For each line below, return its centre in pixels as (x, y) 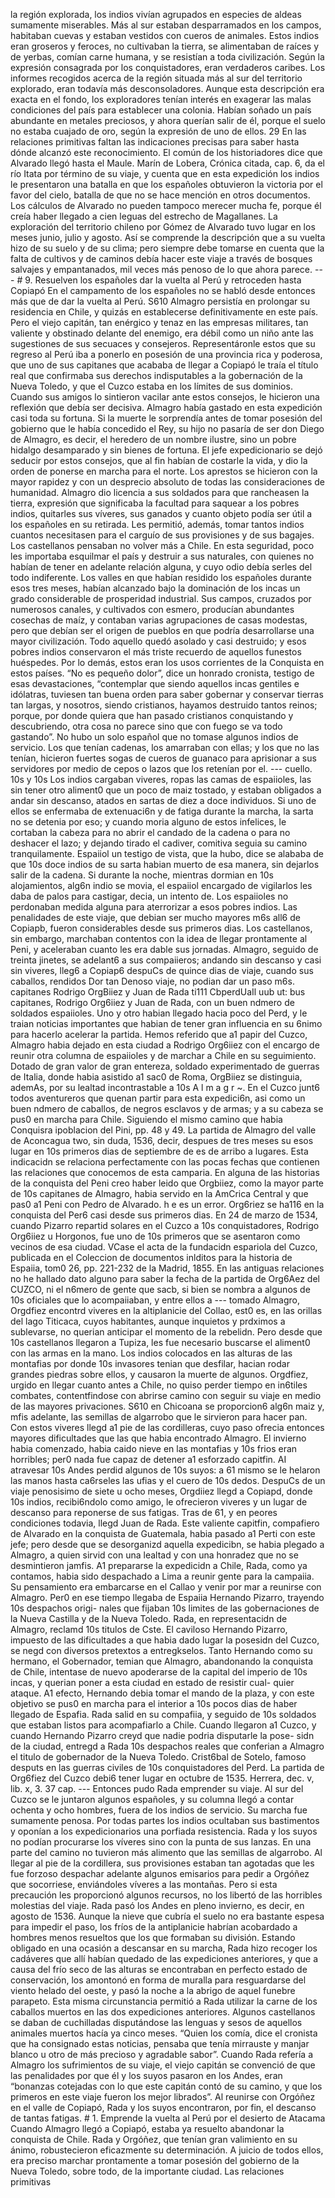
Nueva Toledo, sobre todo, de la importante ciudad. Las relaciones (147, 2171)
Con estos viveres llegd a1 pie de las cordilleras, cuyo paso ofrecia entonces (167, 1427)
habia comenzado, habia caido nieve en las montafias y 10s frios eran (154, 1448)
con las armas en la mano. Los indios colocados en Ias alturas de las (151, 1353)
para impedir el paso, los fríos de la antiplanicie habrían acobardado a (154, 1927)
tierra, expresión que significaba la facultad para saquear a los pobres (155, 503)
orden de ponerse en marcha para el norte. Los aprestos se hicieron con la (164, 471)
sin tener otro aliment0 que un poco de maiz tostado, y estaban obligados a (166, 790)
